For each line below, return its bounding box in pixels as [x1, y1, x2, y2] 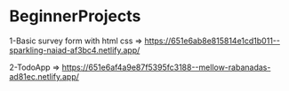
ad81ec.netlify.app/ [9, 71, 80, 81]
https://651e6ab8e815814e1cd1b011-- [144, 35, 280, 46]
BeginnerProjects [9, 6, 141, 27]
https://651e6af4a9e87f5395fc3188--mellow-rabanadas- [61, 62, 271, 72]
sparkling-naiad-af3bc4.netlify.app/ [9, 44, 140, 55]
